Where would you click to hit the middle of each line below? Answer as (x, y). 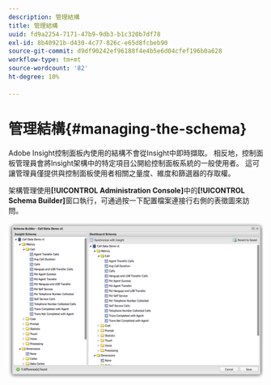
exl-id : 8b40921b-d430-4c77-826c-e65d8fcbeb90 (88, 43)
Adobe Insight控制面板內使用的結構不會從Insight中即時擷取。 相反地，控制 (132, 153)
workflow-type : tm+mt (45, 60)
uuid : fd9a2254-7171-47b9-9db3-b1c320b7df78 (85, 34)
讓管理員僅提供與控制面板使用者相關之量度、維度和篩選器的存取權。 (122, 173)
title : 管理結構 (33, 25)
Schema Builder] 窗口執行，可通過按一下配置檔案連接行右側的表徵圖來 (125, 200)
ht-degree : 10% (34, 77)
